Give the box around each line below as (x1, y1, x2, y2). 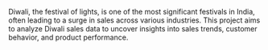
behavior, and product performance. (8, 32, 129, 42)
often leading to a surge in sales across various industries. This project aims (8, 15, 261, 25)
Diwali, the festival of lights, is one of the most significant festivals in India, (8, 7, 255, 16)
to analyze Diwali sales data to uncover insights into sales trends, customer (8, 24, 258, 33)
